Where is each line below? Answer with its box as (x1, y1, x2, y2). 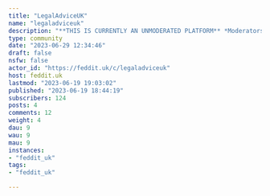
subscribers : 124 (8, 94, 67, 102)
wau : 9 (8, 131, 31, 139)
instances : (8, 146, 45, 154)
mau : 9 (8, 138, 31, 147)
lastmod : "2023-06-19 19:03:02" (8, 79, 117, 87)
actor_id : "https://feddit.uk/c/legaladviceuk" (8, 64, 171, 72)
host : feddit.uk (8, 71, 63, 80)
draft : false (8, 49, 52, 57)
